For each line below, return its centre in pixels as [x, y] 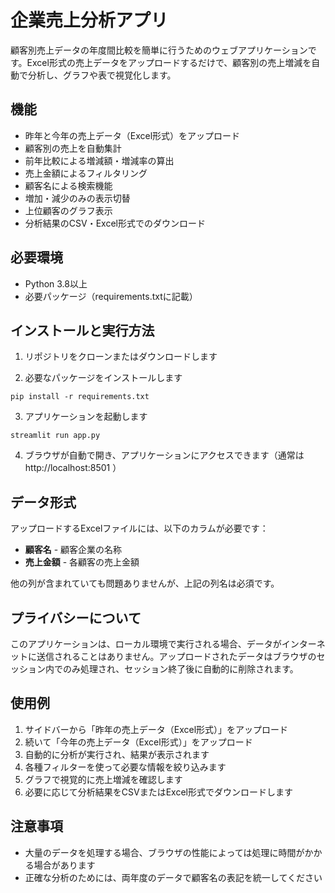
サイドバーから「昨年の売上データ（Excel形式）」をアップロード [156, 729]
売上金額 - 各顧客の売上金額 [82, 562]
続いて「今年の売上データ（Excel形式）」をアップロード [138, 742]
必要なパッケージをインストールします [103, 378]
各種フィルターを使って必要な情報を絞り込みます [125, 767]
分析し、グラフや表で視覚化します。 [102, 75]
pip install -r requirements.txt [80, 397]
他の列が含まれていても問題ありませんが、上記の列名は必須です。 [145, 583]
